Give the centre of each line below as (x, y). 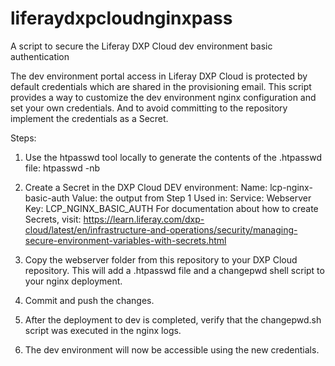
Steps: (23, 138)
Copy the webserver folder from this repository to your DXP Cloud (161, 259)
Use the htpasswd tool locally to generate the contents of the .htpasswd (173, 157)
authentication (40, 56)
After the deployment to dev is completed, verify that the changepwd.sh (173, 319)
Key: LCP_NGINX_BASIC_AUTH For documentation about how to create (171, 208)
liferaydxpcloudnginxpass (121, 18)
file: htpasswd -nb (62, 168)
